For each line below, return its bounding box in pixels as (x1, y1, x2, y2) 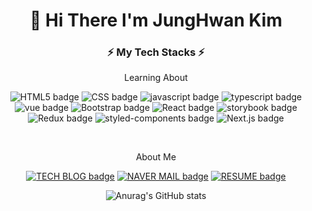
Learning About (124, 72, 188, 84)
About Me (135, 151, 177, 163)
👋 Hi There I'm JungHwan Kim (29, 9, 283, 32)
